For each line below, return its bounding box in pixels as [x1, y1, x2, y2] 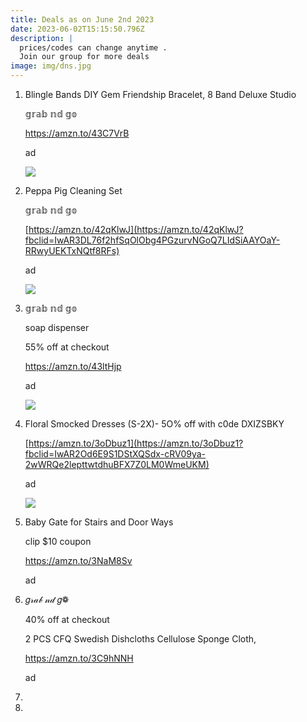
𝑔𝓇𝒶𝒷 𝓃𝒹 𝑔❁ [24, 594, 70, 605]
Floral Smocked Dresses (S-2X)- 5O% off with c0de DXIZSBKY [24, 418, 285, 430]
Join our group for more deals [19, 52, 150, 62]
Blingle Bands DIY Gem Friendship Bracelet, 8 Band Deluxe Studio [24, 89, 297, 100]
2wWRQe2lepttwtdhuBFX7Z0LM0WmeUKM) [24, 459, 210, 470]
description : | [10, 33, 74, 43]
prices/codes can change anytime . [19, 42, 168, 53]
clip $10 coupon [24, 536, 92, 547]
